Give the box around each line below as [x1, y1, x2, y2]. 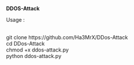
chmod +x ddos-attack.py [6, 46, 69, 53]
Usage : [6, 16, 25, 23]
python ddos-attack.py [6, 53, 62, 59]
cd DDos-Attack [6, 40, 45, 47]
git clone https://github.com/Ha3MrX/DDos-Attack [6, 34, 128, 40]
